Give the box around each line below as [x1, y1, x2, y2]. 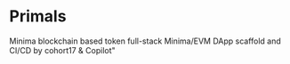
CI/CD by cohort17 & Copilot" [9, 44, 116, 55]
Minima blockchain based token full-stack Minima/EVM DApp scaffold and [9, 36, 282, 46]
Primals [9, 6, 67, 27]
